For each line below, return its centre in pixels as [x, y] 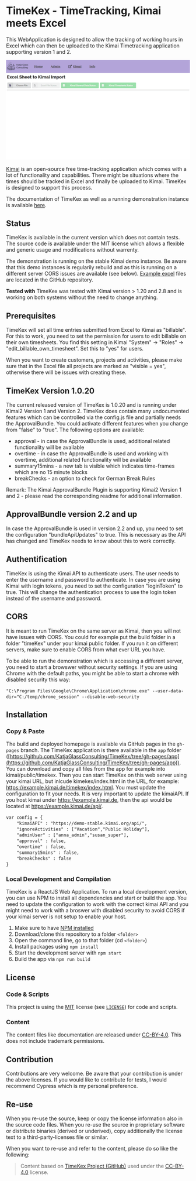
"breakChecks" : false [44, 859]
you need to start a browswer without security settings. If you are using [92, 667]
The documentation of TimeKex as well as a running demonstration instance [97, 199]
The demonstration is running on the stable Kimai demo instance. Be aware [96, 261]
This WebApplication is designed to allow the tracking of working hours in [94, 39]
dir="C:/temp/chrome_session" [43, 697]
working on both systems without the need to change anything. [82, 297]
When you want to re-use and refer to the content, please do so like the [92, 1149]
